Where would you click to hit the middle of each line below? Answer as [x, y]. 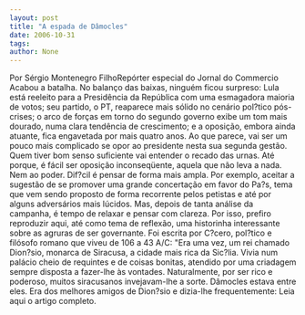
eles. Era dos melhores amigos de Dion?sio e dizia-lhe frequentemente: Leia [152, 291]
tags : [20, 43]
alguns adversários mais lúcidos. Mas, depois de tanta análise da [132, 204]
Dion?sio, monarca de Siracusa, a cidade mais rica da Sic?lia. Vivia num [144, 253]
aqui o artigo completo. [53, 301]
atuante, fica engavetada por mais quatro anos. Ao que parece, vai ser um [148, 136]
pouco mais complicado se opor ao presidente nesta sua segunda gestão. [148, 146]
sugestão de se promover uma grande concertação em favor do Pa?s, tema [151, 184]
